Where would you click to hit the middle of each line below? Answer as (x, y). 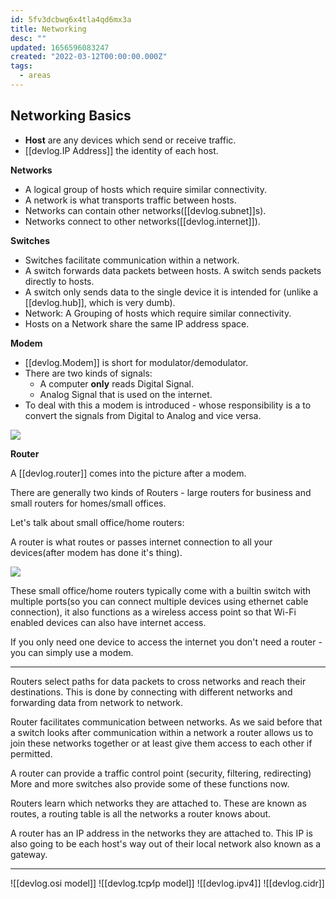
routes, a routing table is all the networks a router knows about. (141, 813)
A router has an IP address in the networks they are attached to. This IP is (161, 833)
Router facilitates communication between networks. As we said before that (166, 722)
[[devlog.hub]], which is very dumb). (100, 302)
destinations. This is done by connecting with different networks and (151, 692)
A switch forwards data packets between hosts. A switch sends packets (173, 270)
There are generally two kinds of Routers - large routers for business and (161, 492)
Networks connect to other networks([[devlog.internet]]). (142, 221)
